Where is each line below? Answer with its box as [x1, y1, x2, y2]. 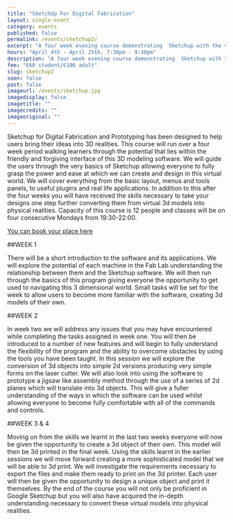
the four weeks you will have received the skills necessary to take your [7, 191, 209, 200]
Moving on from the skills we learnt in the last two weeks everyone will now [7, 433, 223, 441]
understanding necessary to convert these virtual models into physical [7, 499, 209, 507]
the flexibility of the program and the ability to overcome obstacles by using [7, 347, 223, 355]
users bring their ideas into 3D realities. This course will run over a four [7, 139, 210, 148]
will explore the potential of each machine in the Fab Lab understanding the [7, 261, 223, 269]
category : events [7, 23, 58, 30]
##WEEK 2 [7, 311, 38, 320]
